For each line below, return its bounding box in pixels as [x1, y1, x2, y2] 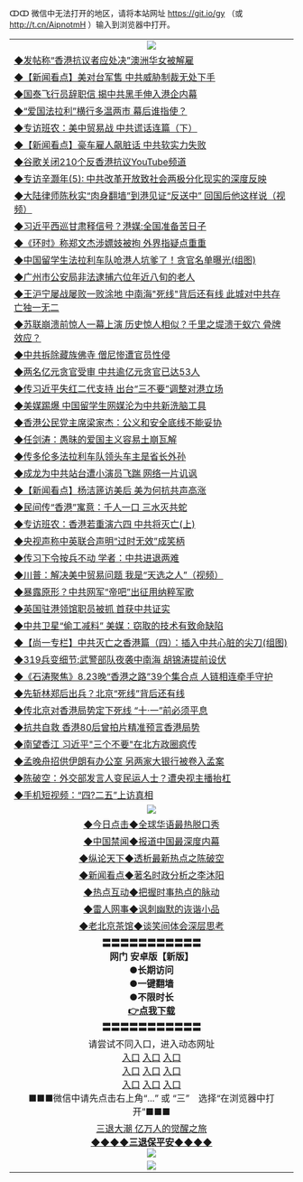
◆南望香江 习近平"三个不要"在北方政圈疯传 [14, 739, 197, 750]
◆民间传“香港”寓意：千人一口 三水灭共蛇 [14, 501, 188, 513]
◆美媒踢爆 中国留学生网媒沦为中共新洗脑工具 [14, 400, 207, 412]
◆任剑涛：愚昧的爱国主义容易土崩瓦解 [14, 433, 178, 445]
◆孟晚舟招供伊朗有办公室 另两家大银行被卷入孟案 [14, 755, 225, 768]
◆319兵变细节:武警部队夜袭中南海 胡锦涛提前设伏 [14, 654, 227, 665]
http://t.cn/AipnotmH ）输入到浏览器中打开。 [9, 19, 176, 30]
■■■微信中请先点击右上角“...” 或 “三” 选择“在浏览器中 [28, 1092, 266, 1104]
